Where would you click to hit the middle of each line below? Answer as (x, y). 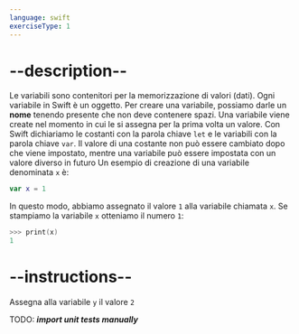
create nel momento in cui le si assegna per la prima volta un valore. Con (145, 125)
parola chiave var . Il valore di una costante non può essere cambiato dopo (147, 144)
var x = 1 (28, 189)
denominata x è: (39, 172)
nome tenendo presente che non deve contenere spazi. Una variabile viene (150, 115)
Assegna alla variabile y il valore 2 (72, 302)
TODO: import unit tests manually (74, 320)
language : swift (40, 18)
